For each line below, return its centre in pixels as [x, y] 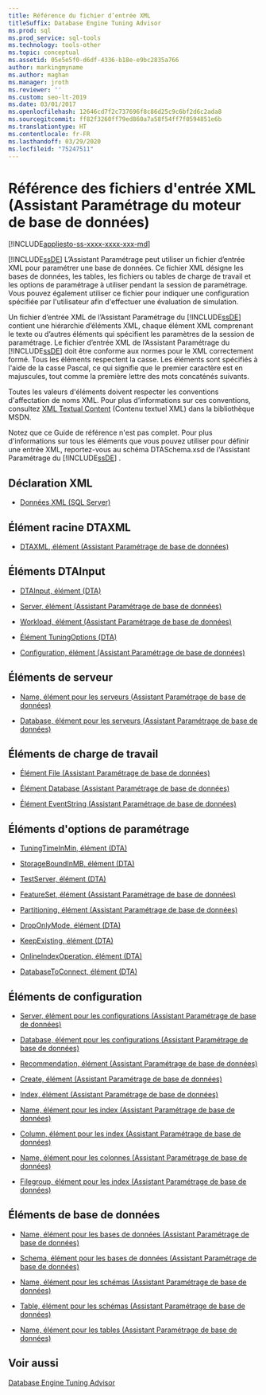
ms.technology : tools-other [55, 45]
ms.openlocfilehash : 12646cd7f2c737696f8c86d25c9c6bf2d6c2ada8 [115, 112]
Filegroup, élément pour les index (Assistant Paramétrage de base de [133, 1182]
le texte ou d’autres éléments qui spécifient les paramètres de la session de [131, 334]
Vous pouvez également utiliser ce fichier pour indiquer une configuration [129, 293]
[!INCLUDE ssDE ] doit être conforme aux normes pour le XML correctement [131, 351]
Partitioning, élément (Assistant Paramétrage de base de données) [129, 910]
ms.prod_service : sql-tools [55, 38]
